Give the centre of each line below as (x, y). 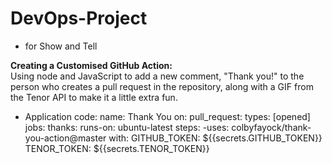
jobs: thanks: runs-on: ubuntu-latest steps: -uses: (127, 127)
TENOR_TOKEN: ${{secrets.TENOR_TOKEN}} (117, 148)
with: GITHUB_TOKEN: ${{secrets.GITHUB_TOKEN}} (215, 138)
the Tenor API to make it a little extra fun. (94, 97)
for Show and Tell (61, 46)
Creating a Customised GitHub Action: (91, 65)
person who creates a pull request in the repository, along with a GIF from (162, 86)
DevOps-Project (79, 18)
